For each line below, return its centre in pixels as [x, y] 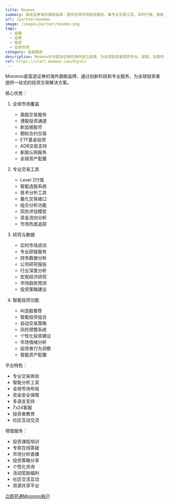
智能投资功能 [26, 300]
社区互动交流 [26, 420]
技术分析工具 [33, 193]
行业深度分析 [33, 271]
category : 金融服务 [24, 52]
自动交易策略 [33, 323]
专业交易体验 [26, 376]
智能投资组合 [33, 317]
